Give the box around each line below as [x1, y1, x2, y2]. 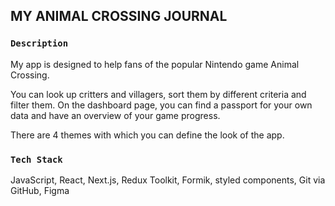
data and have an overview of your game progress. [10, 109, 221, 121]
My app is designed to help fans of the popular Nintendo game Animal [10, 58, 300, 70]
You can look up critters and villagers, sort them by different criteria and [10, 88, 307, 100]
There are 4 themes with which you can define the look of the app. [10, 129, 285, 141]
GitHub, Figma [10, 184, 70, 196]
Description [10, 38, 69, 49]
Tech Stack [10, 154, 63, 165]
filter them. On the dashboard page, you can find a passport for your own [10, 99, 313, 111]
